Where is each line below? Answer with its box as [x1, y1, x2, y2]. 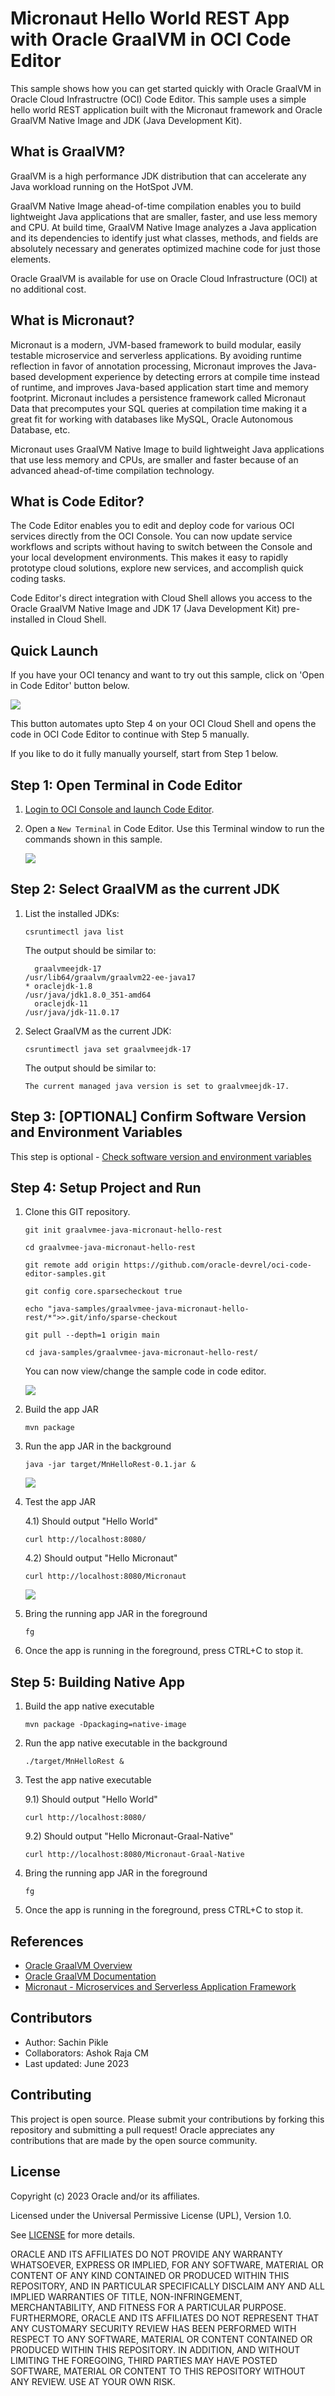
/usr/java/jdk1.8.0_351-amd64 [24, 990, 152, 1000]
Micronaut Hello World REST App [10, 7, 290, 30]
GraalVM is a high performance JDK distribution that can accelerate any [10, 170, 307, 182]
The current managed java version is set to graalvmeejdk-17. [24, 1081, 290, 1091]
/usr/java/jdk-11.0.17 [24, 1007, 120, 1017]
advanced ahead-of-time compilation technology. [10, 464, 215, 476]
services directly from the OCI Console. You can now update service [10, 530, 293, 542]
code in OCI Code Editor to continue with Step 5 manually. [10, 728, 250, 741]
